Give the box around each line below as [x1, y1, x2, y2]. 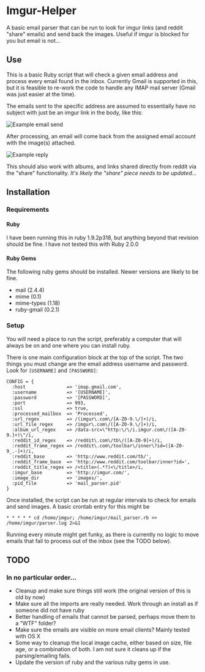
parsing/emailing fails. [15, 652, 72, 660]
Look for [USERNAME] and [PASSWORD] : [6, 367, 98, 374]
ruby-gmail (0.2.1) [15, 306, 60, 313]
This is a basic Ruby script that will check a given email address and [6, 71, 178, 78]
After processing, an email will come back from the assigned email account [6, 132, 196, 140]
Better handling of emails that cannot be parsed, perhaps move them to [15, 613, 196, 621]
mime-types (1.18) [15, 299, 61, 307]
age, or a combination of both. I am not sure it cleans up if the [15, 646, 171, 653]
